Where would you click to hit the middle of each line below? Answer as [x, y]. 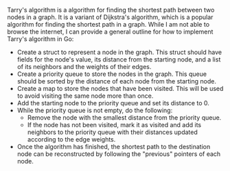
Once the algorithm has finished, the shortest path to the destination [114, 147]
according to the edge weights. [71, 139]
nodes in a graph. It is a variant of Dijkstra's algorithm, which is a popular [110, 17]
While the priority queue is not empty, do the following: [95, 110]
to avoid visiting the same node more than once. [85, 96]
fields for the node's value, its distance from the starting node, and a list [119, 60]
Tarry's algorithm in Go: [41, 39]
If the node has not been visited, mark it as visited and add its [114, 125]
